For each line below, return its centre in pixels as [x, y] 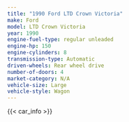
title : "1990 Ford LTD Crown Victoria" [65, 14]
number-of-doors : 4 [36, 72]
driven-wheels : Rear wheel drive [56, 66]
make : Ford [23, 20]
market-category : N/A [39, 78]
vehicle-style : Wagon [39, 91]
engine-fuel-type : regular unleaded [60, 40]
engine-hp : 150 [29, 46]
